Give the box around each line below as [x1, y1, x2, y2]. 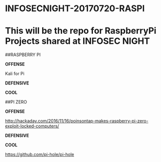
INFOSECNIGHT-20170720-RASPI [5, 3, 145, 14]
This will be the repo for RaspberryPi [5, 25, 157, 37]
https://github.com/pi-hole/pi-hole [5, 152, 74, 158]
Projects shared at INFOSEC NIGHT [5, 36, 150, 47]
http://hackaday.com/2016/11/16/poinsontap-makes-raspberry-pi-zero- [5, 118, 148, 124]
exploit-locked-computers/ [5, 123, 60, 129]
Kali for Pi [5, 71, 24, 77]
